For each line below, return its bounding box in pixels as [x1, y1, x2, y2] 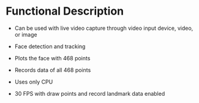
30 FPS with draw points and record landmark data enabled [14, 90, 165, 97]
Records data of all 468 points [14, 66, 91, 74]
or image [14, 30, 37, 38]
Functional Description [6, 4, 124, 18]
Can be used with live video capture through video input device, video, [14, 24, 193, 32]
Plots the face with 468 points [14, 54, 91, 62]
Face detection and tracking [14, 43, 86, 50]
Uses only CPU [14, 78, 53, 85]
